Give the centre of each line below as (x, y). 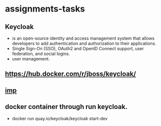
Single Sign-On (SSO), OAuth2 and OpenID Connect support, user (78, 49)
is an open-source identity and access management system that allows (83, 38)
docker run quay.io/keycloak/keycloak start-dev (60, 118)
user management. (31, 59)
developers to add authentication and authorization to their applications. (84, 43)
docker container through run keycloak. (66, 107)
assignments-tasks (45, 9)
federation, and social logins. (41, 54)
